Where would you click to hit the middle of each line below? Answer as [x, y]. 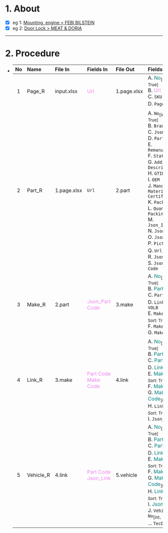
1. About [22, 9]
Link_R [35, 380]
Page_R [36, 92]
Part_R [34, 191]
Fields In [97, 69]
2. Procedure [32, 54]
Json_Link [99, 478]
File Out [125, 69]
